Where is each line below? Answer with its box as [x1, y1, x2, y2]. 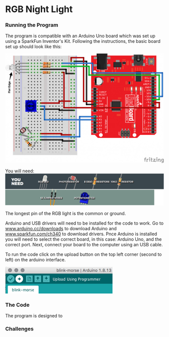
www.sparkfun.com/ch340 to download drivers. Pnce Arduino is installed [5, 231, 157, 237]
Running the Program [5, 22, 59, 29]
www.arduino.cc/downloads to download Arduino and [5, 225, 117, 231]
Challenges [5, 325, 34, 332]
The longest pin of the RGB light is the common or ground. [5, 210, 126, 216]
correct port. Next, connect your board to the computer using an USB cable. [5, 241, 163, 247]
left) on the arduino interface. [5, 256, 66, 262]
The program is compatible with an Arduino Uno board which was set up [5, 33, 156, 39]
